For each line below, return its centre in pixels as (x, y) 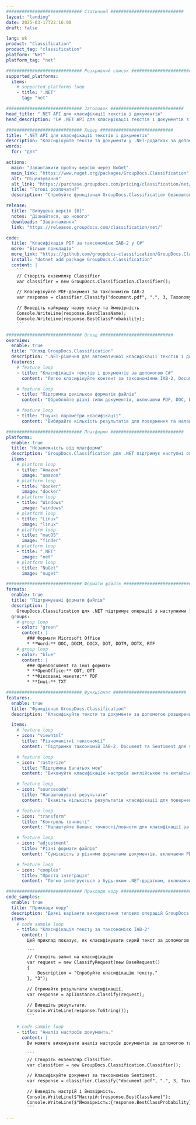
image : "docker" (41, 492)
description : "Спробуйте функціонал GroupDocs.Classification (88, 195)
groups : (21, 616)
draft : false (22, 28)
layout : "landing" (28, 17)
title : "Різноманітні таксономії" (64, 741)
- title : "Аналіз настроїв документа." (65, 1033)
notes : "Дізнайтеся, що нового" (51, 216)
